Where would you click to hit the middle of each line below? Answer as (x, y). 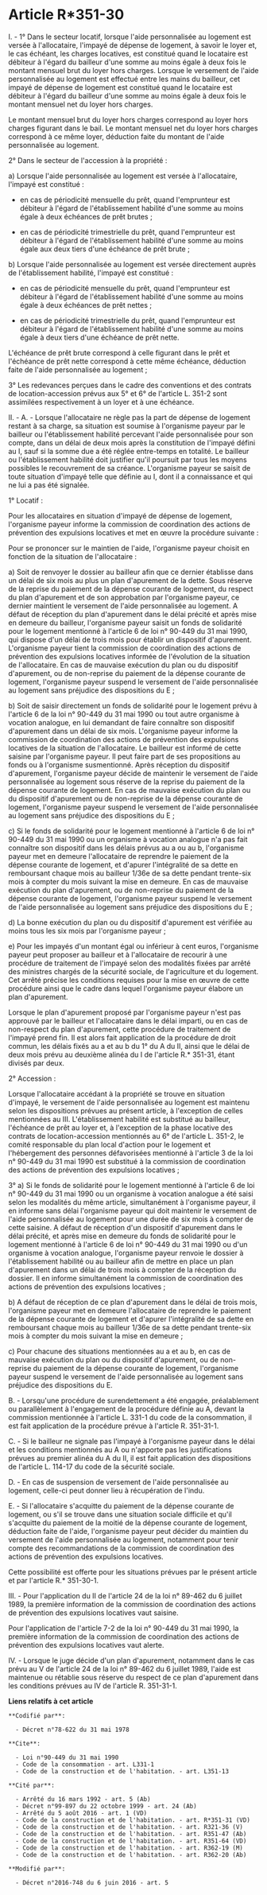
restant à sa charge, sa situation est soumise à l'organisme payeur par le (127, 425)
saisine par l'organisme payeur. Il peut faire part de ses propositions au (124, 756)
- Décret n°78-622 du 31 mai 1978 (72, 1730)
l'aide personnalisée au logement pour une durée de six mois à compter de (131, 1219)
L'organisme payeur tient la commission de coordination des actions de (125, 648)
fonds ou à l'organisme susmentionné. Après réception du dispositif (119, 764)
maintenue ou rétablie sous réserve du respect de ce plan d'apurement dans (133, 1677)
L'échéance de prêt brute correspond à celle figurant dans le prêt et (119, 352)
